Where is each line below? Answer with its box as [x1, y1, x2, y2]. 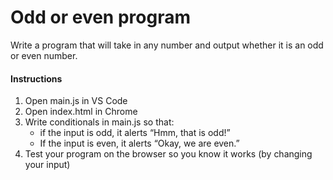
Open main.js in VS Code [24, 95, 128, 107]
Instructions [10, 72, 63, 85]
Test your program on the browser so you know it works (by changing [24, 148, 313, 160]
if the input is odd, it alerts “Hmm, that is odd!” [39, 127, 231, 139]
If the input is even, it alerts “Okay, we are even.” [39, 137, 240, 150]
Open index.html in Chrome [24, 106, 138, 118]
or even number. [10, 49, 78, 61]
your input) [24, 159, 71, 171]
